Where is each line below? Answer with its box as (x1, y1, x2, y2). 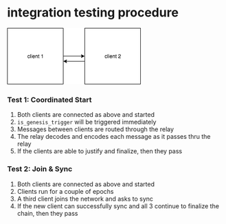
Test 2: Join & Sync (7, 164, 73, 174)
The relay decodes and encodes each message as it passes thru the (16, 133, 211, 141)
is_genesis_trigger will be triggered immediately (16, 118, 157, 126)
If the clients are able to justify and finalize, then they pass (16, 147, 183, 155)
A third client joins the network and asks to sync (16, 194, 153, 203)
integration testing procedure (7, 5, 179, 21)
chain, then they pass (16, 209, 78, 217)
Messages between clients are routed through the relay (16, 125, 174, 133)
